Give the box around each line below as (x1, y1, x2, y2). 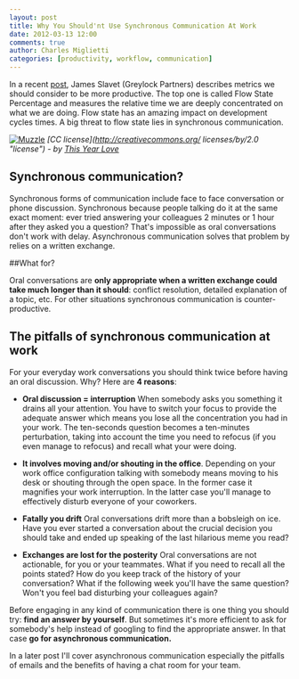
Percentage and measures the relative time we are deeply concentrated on (9, 98, 283, 108)
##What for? (9, 258, 55, 268)
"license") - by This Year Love (9, 143, 119, 154)
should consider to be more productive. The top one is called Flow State (9, 88, 274, 99)
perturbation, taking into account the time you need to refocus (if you (21, 431, 276, 442)
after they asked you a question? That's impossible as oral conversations (9, 221, 277, 232)
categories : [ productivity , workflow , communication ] (9, 54, 214, 63)
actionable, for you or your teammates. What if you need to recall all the (21, 559, 286, 569)
